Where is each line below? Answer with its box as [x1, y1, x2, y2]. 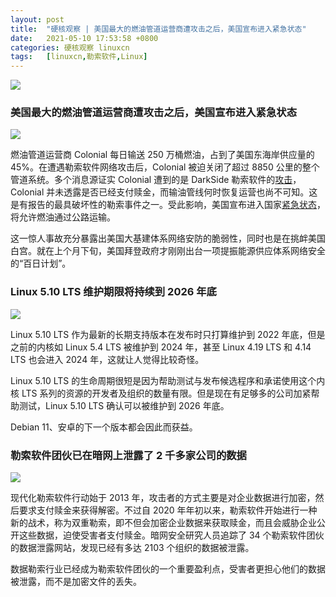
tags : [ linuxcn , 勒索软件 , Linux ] [10, 52, 148, 62]
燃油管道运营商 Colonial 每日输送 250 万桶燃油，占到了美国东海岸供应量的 [10, 149, 315, 161]
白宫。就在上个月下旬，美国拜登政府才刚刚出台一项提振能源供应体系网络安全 [10, 245, 326, 257]
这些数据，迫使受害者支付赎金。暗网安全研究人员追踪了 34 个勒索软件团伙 [18, 529, 325, 541]
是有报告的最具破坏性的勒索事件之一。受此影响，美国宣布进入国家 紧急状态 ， [10, 199, 326, 211]
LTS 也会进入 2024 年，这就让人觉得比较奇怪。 [10, 353, 205, 365]
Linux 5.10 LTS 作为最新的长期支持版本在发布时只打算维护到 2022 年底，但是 [10, 328, 326, 340]
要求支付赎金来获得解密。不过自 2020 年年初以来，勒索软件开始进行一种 [18, 504, 318, 516]
